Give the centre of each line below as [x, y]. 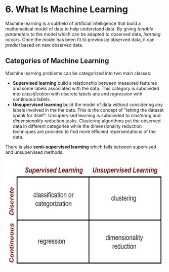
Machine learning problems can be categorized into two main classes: [78, 73]
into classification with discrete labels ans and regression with [77, 94]
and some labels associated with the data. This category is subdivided [86, 88]
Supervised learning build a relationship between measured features [85, 83]
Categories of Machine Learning [57, 61]
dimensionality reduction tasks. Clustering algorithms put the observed [87, 121]
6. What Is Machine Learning [67, 9]
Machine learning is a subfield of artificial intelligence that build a [73, 23]
